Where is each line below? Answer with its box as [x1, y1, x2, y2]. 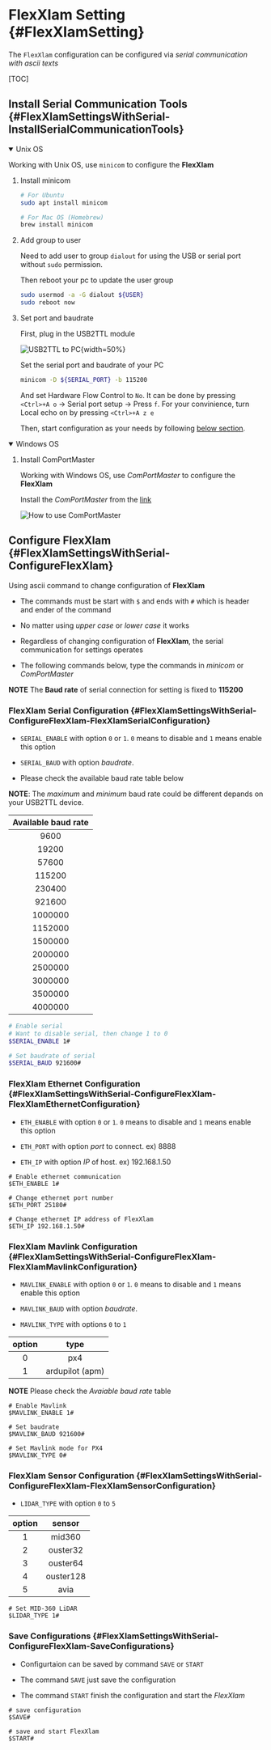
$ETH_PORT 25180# [8, 1201, 67, 1209]
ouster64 [48, 1557, 83, 1569]
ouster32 [48, 1544, 83, 1556]
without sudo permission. [19, 260, 104, 269]
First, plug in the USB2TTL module [19, 329, 136, 338]
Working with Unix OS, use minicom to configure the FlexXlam [8, 159, 214, 169]
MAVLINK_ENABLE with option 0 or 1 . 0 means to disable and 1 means [19, 1279, 242, 1289]
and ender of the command [19, 604, 112, 614]
